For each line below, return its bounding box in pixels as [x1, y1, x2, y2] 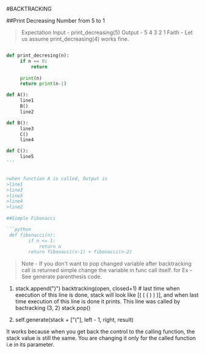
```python [6, 226, 32, 233]
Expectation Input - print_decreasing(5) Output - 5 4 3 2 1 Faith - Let [21, 29, 193, 36]
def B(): [6, 120, 29, 126]
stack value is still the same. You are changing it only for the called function [6, 334, 196, 342]
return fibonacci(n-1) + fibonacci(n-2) [28, 249, 132, 255]
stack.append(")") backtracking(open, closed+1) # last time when [15, 285, 180, 292]
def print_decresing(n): [6, 52, 70, 59]
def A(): [6, 92, 29, 98]
